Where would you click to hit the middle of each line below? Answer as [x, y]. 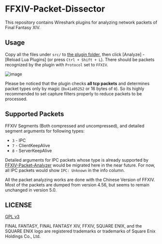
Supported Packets [35, 114]
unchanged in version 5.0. [31, 190]
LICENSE [19, 205]
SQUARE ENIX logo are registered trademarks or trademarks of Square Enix [80, 231]
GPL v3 [12, 217]
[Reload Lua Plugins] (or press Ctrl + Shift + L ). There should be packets [80, 60]
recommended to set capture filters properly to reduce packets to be [74, 93]
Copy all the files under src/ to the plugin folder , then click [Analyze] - [75, 54]
